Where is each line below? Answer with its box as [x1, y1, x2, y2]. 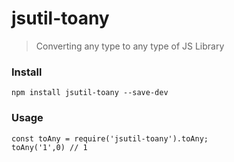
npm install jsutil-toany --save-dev [11, 88, 169, 98]
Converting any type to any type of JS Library [35, 40, 225, 52]
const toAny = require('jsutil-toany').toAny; [11, 133, 209, 144]
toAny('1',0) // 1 [11, 142, 88, 152]
